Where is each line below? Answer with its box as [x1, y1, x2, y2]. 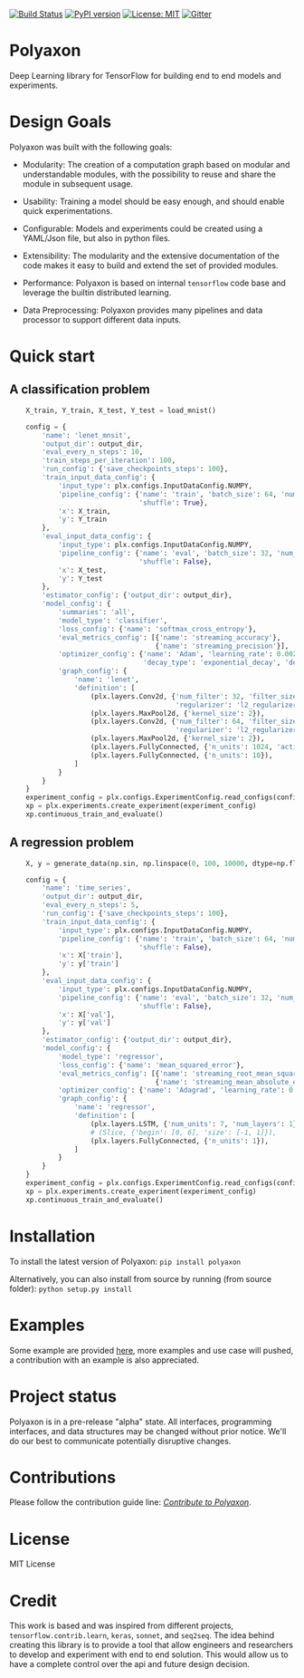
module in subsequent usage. [22, 178, 134, 189]
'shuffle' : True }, [138, 498, 208, 507]
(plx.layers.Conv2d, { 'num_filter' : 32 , [90, 691, 245, 701]
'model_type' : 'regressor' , [57, 1052, 165, 1061]
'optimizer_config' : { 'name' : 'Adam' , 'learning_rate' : [57, 650, 273, 659]
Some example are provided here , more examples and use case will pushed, [9, 1345, 294, 1355]
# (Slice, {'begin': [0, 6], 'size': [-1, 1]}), [90, 1128, 278, 1137]
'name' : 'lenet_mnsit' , [42, 430, 131, 439]
